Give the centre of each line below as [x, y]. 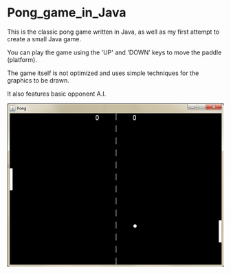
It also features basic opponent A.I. [57, 94]
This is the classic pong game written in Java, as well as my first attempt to [113, 32]
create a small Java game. [44, 39]
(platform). [22, 59]
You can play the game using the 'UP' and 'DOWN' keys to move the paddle [114, 52]
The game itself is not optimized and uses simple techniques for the [103, 73]
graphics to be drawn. [38, 80]
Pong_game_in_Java [67, 13]
